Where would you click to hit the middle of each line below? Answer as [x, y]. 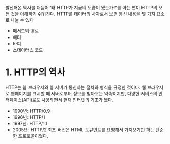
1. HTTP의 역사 [35, 72]
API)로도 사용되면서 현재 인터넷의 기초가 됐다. [68, 100]
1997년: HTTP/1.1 [30, 123]
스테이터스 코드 [28, 50]
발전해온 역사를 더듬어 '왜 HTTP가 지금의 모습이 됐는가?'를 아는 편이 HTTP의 [81, 7]
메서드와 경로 [26, 31]
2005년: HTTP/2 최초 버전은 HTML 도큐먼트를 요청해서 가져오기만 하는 [83, 130]
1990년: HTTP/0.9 [31, 111]
